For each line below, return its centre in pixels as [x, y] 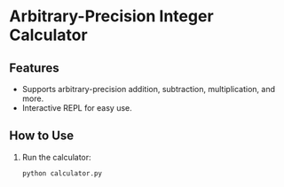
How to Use [42, 136]
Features [34, 68]
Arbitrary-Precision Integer [112, 16]
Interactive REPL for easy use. [77, 108]
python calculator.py [62, 173]
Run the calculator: [56, 157]
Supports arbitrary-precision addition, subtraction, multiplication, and [149, 89]
